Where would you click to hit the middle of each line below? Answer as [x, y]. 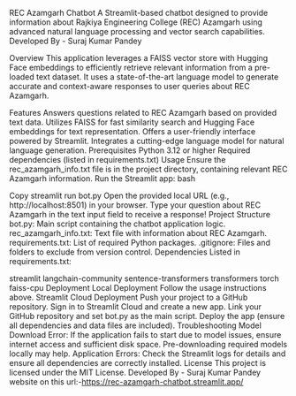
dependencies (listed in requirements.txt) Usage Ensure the [118, 160]
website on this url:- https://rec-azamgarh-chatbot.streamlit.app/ [126, 382]
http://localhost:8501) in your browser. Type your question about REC [135, 205]
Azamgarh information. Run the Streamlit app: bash [102, 179]
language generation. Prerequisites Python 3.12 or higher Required [130, 150]
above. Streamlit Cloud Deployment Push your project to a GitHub [129, 297]
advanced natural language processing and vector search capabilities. [137, 31]
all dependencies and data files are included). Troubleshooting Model [136, 325]
